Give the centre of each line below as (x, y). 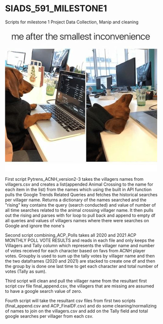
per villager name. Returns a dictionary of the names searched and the (76, 200)
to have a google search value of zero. (44, 291)
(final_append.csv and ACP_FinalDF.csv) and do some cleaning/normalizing (81, 305)
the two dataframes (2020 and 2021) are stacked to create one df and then (80, 261)
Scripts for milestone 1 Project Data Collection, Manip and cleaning (72, 22)
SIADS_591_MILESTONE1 (56, 9)
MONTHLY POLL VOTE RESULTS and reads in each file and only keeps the (80, 240)
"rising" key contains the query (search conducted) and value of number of (81, 205)
